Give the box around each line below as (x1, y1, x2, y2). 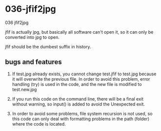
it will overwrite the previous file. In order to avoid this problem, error (12, 76, 150, 82)
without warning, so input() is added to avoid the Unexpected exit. (12, 101, 145, 107)
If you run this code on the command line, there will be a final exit (12, 96, 144, 102)
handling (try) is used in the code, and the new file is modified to (12, 81, 142, 87)
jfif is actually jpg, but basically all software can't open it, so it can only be (5, 29, 154, 35)
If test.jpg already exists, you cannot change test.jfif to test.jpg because (12, 71, 157, 77)
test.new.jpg (12, 87, 37, 92)
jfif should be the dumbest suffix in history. (5, 44, 91, 49)
